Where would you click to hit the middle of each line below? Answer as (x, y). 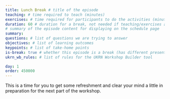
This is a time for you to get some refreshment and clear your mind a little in (84, 86)
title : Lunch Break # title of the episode (52, 10)
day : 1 (12, 67)
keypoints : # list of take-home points (47, 48)
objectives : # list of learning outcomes (50, 43)
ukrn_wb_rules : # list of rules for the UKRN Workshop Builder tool (79, 57)
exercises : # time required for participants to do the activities (78, 19)
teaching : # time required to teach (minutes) (55, 15)
